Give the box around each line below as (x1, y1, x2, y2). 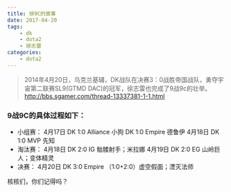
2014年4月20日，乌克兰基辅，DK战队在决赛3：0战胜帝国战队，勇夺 (24, 75, 219, 83)
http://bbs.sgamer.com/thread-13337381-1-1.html (24, 92, 165, 100)
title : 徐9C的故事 (7, 10, 57, 17)
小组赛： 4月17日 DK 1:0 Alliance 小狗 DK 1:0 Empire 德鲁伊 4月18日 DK (17, 128, 220, 136)
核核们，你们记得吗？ (7, 177, 68, 186)
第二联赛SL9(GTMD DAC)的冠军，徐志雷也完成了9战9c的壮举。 (30, 84, 212, 93)
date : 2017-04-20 (7, 17, 58, 24)
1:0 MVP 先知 (17, 136, 55, 145)
